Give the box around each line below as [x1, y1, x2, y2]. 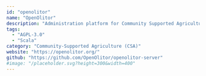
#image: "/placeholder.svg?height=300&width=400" [6, 60, 136, 66]
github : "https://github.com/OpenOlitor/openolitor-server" [6, 55, 164, 61]
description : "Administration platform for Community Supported [6, 20, 174, 26]
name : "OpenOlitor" [6, 15, 56, 21]
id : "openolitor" [6, 9, 51, 15]
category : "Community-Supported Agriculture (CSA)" [6, 44, 141, 50]
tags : [6, 26, 20, 32]
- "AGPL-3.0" [12, 32, 45, 38]
